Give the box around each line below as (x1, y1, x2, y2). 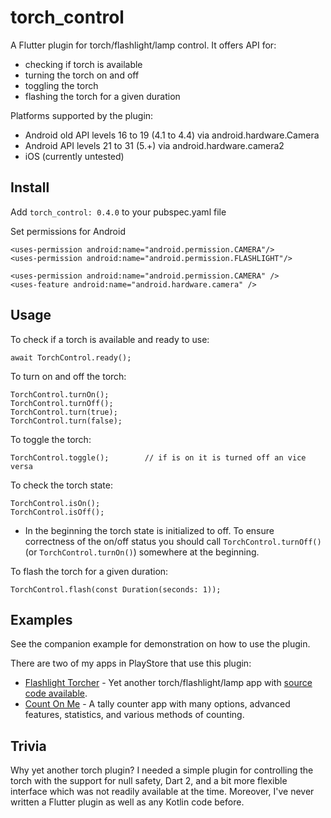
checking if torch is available (24, 58, 143, 70)
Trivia (10, 737, 47, 755)
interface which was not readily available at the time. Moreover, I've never (10, 786, 315, 798)
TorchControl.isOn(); (10, 498, 101, 508)
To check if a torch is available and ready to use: (10, 333, 210, 345)
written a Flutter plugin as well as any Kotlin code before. (10, 796, 245, 808)
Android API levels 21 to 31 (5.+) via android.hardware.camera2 (24, 139, 285, 151)
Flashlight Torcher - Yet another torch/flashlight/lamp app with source (24, 677, 313, 689)
